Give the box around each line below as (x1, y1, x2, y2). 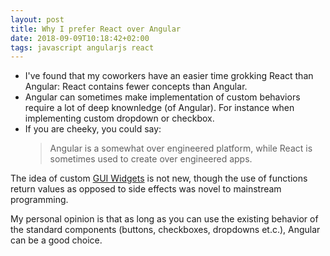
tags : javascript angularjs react (10, 42, 155, 53)
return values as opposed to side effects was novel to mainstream (10, 183, 282, 195)
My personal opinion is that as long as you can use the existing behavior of (10, 213, 319, 225)
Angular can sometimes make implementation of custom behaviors (24, 91, 301, 103)
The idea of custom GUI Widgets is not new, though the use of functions (10, 172, 308, 185)
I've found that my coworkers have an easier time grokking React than (24, 70, 314, 82)
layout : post (10, 14, 65, 25)
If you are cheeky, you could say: (24, 123, 162, 135)
